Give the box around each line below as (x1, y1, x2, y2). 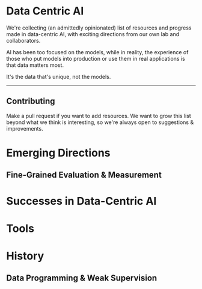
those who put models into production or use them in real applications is (6, 55, 185, 62)
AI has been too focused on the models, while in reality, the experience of (6, 48, 189, 55)
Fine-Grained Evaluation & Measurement (6, 170, 162, 180)
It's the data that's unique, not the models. (6, 73, 111, 80)
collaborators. (6, 37, 41, 44)
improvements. (6, 125, 43, 132)
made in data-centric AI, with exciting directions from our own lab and (6, 30, 179, 37)
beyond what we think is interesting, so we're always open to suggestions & (6, 119, 194, 126)
